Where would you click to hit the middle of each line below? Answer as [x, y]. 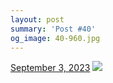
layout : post [37, 19]
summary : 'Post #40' [53, 29]
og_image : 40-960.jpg [55, 38]
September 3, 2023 [50, 68]
